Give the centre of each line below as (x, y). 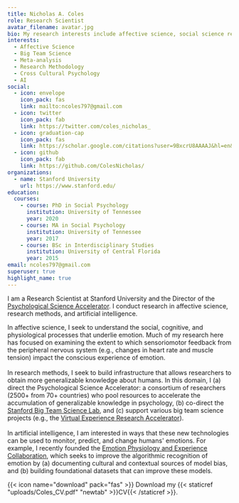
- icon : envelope (39, 93)
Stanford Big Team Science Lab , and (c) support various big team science (116, 410)
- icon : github (36, 153)
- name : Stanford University (57, 179)
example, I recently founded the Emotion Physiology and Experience (107, 448)
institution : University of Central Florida (93, 252)
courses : (27, 199)
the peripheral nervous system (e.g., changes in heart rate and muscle (110, 350)
